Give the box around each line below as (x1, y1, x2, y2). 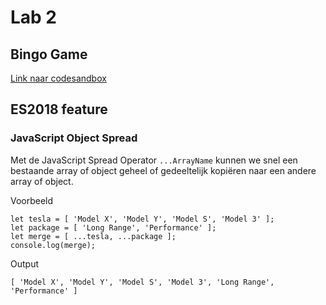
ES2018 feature (10, 101, 108, 118)
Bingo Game (10, 46, 88, 63)
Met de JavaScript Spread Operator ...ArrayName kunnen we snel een (10, 154, 298, 166)
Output (10, 257, 39, 270)
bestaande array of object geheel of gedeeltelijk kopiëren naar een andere (10, 164, 317, 176)
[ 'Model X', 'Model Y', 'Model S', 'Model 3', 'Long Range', (10, 277, 275, 287)
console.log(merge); (10, 240, 97, 250)
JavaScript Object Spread (10, 131, 138, 145)
